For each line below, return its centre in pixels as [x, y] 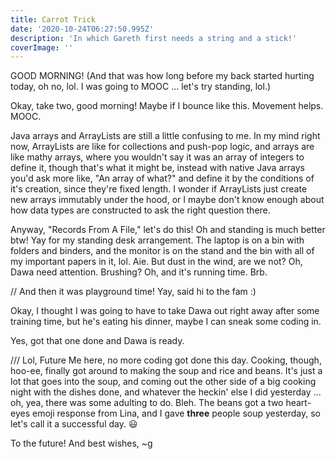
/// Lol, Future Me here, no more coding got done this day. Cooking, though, [166, 360]
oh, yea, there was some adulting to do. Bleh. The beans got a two [147, 403]
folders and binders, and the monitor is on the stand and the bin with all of [162, 251]
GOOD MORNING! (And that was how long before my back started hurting [162, 76]
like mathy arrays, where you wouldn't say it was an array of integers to [157, 157]
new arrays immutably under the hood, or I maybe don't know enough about [167, 200]
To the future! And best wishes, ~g [81, 443]
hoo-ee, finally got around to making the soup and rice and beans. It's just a [166, 371]
